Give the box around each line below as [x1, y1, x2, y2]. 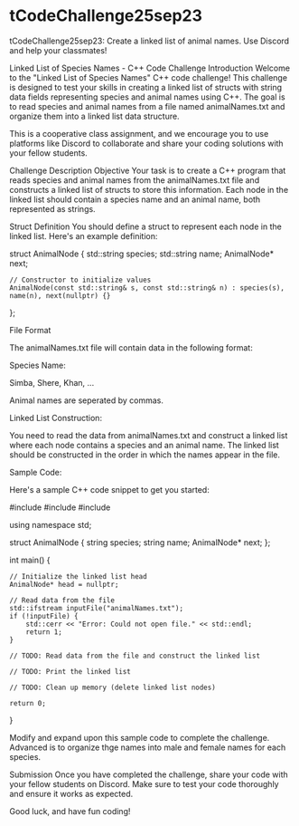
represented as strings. [9, 203, 97, 214]
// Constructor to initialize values [9, 275, 152, 284]
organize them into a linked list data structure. [9, 110, 180, 121]
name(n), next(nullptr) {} [9, 291, 111, 300]
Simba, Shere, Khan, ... [9, 377, 95, 388]
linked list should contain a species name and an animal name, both [9, 194, 261, 205]
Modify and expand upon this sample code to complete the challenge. [9, 732, 270, 743]
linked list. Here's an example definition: [9, 230, 158, 241]
